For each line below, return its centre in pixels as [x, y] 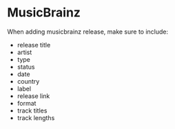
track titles [32, 110]
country [28, 81]
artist [24, 52]
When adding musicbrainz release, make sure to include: [88, 32]
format [27, 103]
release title [34, 45]
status [26, 67]
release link [33, 96]
